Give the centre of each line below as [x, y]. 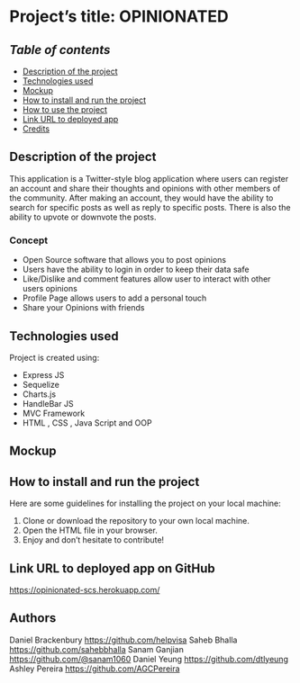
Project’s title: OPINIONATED [119, 17]
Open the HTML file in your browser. [90, 530]
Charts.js [39, 394]
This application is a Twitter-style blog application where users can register [149, 178]
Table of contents [60, 50]
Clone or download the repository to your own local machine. [136, 521]
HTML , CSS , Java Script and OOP [87, 422]
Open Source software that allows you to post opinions [124, 260]
